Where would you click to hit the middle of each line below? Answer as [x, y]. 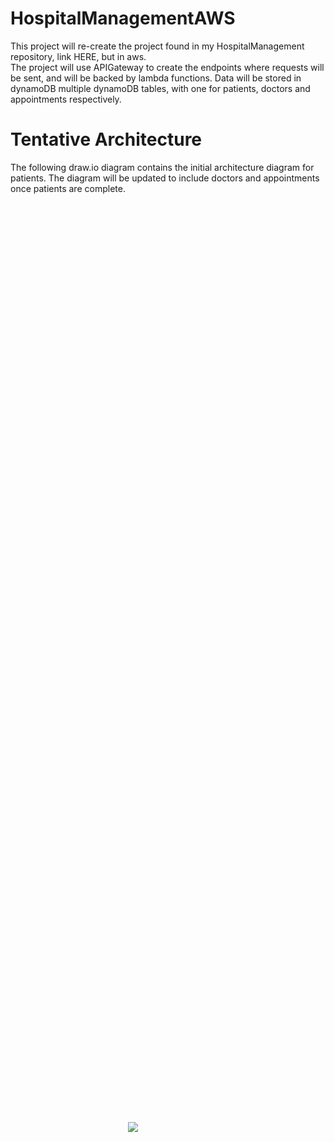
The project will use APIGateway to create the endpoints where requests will [167, 67]
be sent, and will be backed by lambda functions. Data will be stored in [156, 78]
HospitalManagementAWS [123, 18]
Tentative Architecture [106, 139]
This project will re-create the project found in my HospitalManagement [157, 46]
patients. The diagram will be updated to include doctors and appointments [165, 178]
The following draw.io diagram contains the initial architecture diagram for [162, 167]
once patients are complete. [68, 188]
